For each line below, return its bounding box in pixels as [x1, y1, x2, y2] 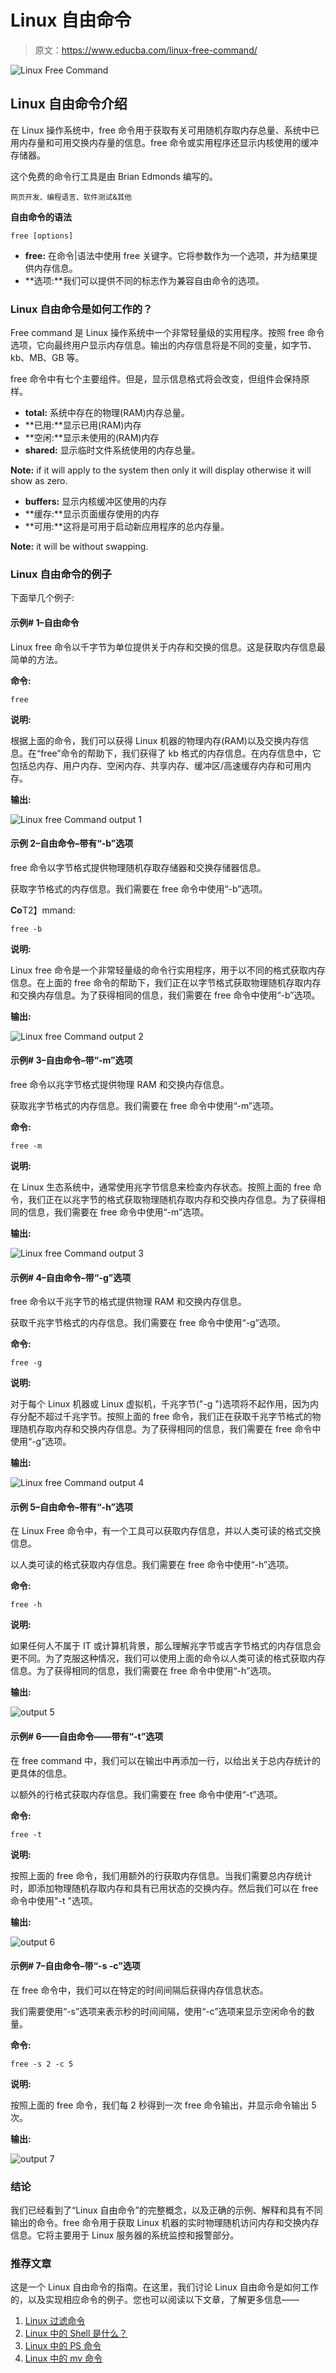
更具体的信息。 [10, 1767, 72, 1779]
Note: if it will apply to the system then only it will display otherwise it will [10, 464, 312, 476]
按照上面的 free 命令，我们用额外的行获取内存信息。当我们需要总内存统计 [10, 1869, 313, 1881]
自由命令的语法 [10, 211, 72, 223]
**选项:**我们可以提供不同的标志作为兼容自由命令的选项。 [24, 274, 265, 286]
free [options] [10, 231, 74, 241]
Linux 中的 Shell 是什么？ [24, 2327, 128, 2340]
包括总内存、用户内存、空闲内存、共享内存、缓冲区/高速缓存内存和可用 [10, 759, 303, 771]
